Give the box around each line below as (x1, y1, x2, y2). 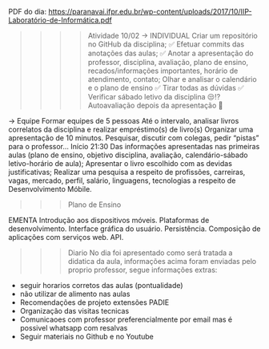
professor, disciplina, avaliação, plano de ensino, (87, 58, 249, 67)
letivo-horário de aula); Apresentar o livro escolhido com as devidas (8, 159, 232, 168)
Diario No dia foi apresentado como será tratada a (67, 248, 233, 258)
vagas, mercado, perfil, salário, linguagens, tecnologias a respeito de (8, 176, 236, 185)
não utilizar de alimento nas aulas (19, 289, 130, 298)
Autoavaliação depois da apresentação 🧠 (87, 100, 223, 110)
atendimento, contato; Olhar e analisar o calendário (87, 75, 258, 83)
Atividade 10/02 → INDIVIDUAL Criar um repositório (87, 31, 258, 40)
